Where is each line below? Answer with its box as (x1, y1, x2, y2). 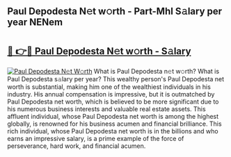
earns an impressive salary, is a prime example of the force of (7, 135, 184, 142)
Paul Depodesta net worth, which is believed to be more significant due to (7, 97, 219, 106)
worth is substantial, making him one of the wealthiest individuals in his (7, 83, 211, 91)
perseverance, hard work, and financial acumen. (7, 142, 146, 150)
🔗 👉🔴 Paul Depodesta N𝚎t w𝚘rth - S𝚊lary (7, 45, 191, 57)
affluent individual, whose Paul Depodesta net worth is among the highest (7, 113, 219, 120)
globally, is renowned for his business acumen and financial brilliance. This (7, 119, 222, 128)
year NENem (7, 17, 63, 28)
